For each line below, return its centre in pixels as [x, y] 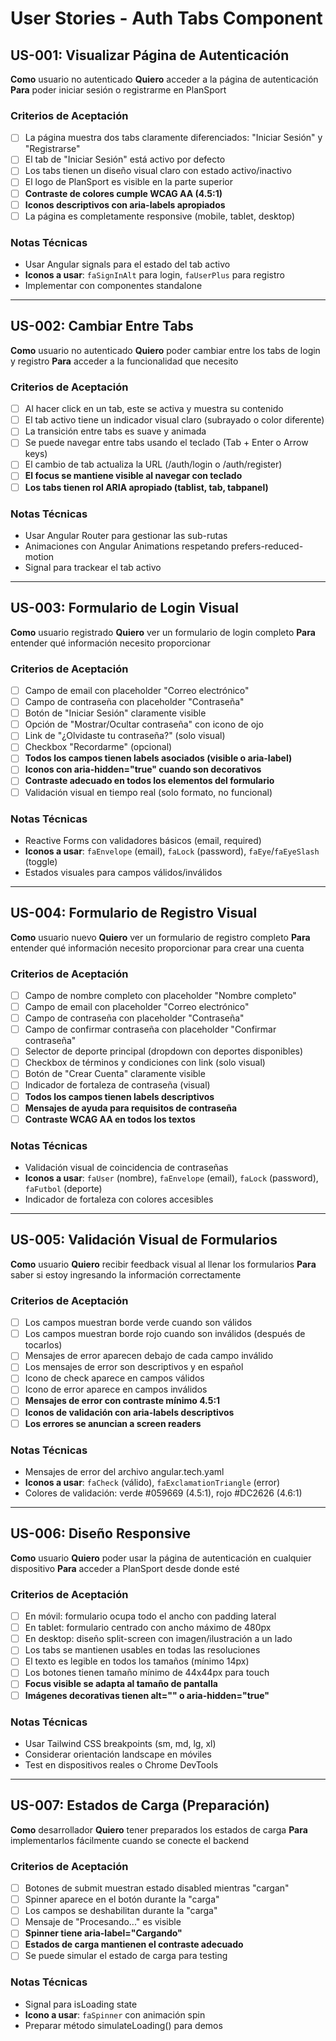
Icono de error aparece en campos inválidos [116, 1389]
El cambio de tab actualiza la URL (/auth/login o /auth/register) [153, 464]
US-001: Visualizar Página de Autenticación [150, 55]
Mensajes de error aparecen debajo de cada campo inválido [149, 1356]
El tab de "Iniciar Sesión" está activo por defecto [125, 159]
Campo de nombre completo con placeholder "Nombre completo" [160, 996]
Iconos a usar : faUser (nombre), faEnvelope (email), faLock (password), [171, 1178]
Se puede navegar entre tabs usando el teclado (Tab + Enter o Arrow [166, 443]
